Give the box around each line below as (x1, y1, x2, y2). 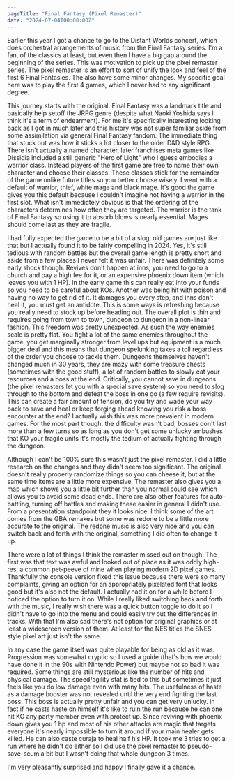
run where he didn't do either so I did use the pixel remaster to (7, 742, 187, 750)
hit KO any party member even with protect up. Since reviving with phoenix (7, 712, 223, 720)
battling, (7, 499, 31, 508)
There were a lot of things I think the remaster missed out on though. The (7, 550, 217, 559)
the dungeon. (7, 441, 46, 450)
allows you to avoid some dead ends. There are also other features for (7, 492, 209, 500)
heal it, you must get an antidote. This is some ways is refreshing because (7, 300, 220, 309)
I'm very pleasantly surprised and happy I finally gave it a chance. (7, 763, 196, 771)
